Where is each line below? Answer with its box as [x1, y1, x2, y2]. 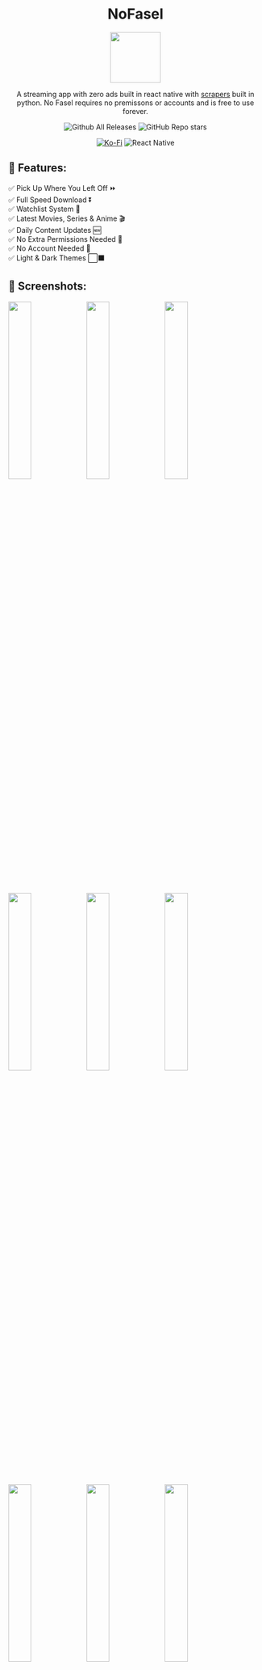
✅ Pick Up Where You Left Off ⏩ [8, 183, 117, 192]
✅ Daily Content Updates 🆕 [8, 225, 102, 235]
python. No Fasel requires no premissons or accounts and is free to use [16, 98, 255, 108]
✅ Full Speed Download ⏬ [8, 195, 93, 205]
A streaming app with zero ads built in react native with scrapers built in [16, 89, 255, 99]
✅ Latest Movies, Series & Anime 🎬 [8, 214, 126, 223]
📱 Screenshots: [8, 280, 87, 294]
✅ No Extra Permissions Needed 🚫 [8, 234, 123, 243]
